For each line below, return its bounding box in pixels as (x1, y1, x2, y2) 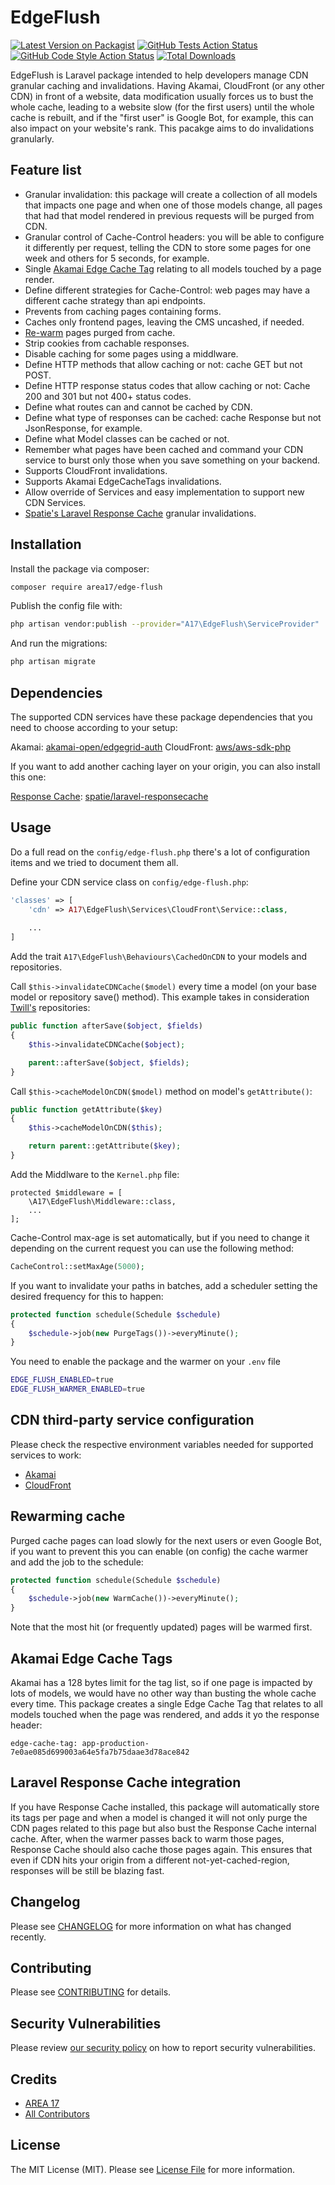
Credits (10, 2071, 58, 2088)
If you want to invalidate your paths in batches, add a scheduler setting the (10, 1279, 318, 1291)
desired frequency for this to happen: (10, 1290, 164, 1302)
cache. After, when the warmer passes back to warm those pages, (10, 1832, 285, 1845)
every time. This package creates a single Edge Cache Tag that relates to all (10, 1698, 323, 1710)
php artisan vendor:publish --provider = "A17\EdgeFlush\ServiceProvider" (10, 619, 320, 630)
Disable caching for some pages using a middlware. (24, 347, 239, 360)
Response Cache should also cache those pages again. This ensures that (10, 1843, 313, 1855)
